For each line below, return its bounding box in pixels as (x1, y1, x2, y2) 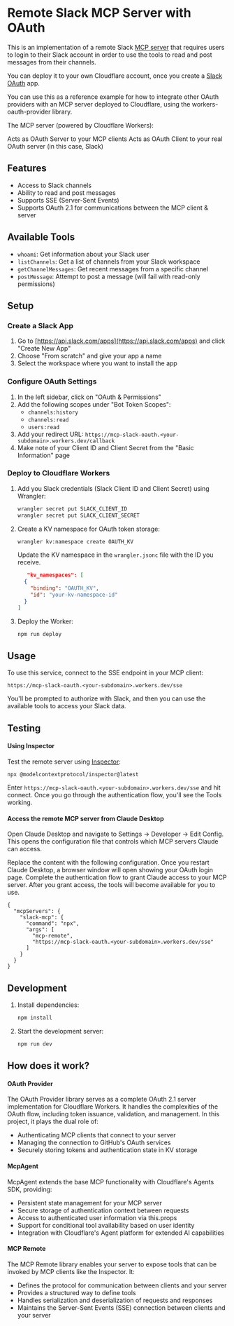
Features (7, 163, 47, 175)
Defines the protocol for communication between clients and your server (17, 1281, 227, 1290)
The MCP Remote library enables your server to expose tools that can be (7, 1260, 217, 1269)
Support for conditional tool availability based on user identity (17, 1221, 195, 1229)
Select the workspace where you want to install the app (17, 359, 178, 367)
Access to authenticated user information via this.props (17, 1213, 177, 1222)
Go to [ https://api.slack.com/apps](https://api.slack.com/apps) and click (17, 337, 226, 345)
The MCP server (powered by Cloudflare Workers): (7, 121, 154, 129)
